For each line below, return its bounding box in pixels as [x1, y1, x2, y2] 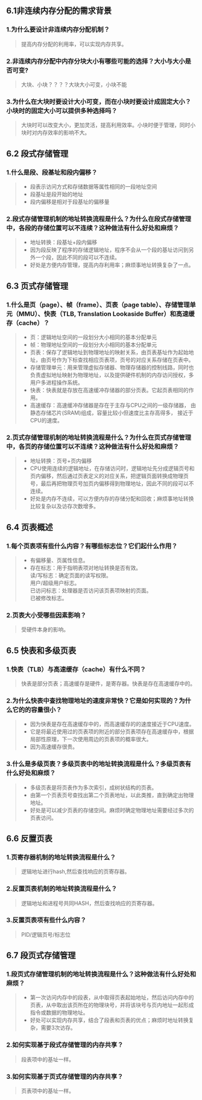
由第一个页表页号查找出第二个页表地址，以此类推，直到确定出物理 [30, 791, 194, 799]
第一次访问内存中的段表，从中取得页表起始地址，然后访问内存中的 [30, 994, 194, 1001]
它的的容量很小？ [12, 706, 62, 714]
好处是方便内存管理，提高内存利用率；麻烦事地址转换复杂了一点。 [30, 261, 194, 269]
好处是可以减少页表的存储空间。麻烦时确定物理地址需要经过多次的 [30, 807, 194, 814]
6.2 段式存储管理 [6, 148, 69, 159]
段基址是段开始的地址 [30, 190, 83, 198]
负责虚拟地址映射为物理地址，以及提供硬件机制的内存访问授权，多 [30, 371, 194, 378]
